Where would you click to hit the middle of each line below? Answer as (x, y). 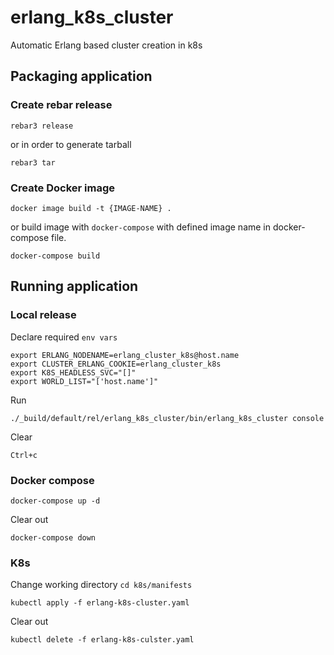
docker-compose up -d (55, 501)
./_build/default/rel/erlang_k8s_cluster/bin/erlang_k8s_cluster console (167, 418)
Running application (74, 286)
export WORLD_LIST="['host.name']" (84, 381)
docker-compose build (55, 256)
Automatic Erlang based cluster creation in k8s (106, 45)
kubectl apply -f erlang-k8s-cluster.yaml (100, 603)
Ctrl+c (24, 455)
